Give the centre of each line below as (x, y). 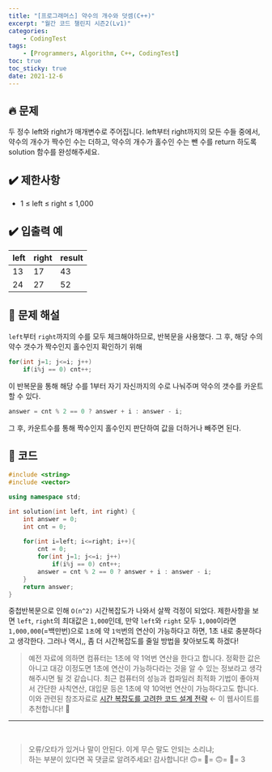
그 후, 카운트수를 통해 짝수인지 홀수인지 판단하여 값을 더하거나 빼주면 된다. (125, 428)
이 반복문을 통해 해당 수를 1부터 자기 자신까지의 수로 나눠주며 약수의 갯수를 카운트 (136, 386)
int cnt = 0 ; (45, 527)
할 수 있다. (25, 396)
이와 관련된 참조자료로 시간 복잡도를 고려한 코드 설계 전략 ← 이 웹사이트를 (144, 699)
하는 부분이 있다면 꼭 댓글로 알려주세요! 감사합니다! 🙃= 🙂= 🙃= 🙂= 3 (136, 759)
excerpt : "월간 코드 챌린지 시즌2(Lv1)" (70, 23)
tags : (17, 46)
